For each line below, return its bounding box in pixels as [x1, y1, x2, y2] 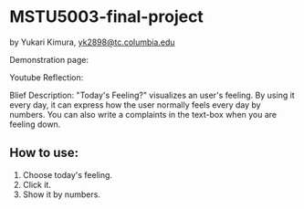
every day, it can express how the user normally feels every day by [9, 99, 262, 110]
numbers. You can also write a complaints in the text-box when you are [9, 109, 278, 120]
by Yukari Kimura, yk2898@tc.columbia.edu [9, 37, 175, 47]
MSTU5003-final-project [9, 6, 204, 27]
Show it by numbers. [22, 189, 100, 200]
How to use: [9, 145, 79, 161]
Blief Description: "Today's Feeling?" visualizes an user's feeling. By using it [9, 89, 295, 100]
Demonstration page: [9, 54, 89, 65]
